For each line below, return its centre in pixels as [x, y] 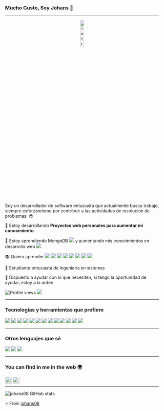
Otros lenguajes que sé [33, 338]
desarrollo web [20, 247]
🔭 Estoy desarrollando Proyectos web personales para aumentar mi [74, 226]
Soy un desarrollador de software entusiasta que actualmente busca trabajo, [82, 206]
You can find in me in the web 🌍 [44, 367]
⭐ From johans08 [22, 403]
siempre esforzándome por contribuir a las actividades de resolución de [77, 211]
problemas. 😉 [19, 216]
